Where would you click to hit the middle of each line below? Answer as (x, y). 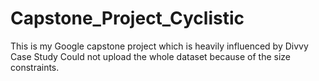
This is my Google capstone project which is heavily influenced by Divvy (159, 46)
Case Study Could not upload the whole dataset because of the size (151, 56)
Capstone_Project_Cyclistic (127, 18)
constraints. (35, 67)
